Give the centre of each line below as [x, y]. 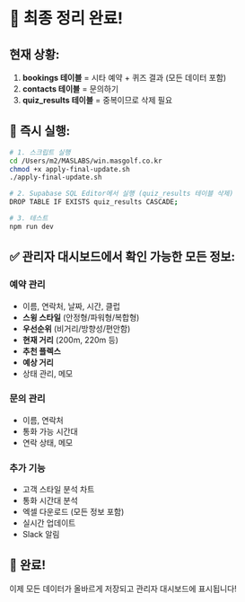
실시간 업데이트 [49, 523]
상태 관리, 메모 [48, 373]
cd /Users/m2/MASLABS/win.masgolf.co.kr [86, 161]
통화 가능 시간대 [50, 431]
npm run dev [31, 226]
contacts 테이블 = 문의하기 [70, 89]
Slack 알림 [41, 535]
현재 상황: [35, 54]
